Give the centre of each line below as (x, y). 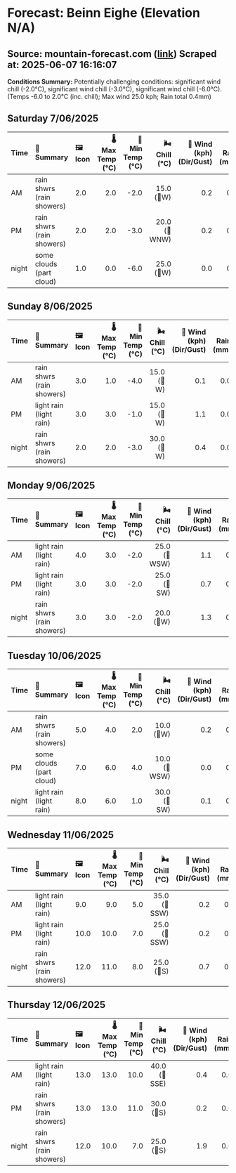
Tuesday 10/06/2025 (54, 656)
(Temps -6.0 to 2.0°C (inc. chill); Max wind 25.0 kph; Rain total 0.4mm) (110, 97)
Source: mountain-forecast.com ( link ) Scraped (112, 54)
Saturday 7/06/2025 (53, 118)
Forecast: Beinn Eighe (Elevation (104, 13)
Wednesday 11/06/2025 (61, 835)
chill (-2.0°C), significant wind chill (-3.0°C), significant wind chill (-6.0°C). (115, 89)
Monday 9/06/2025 (51, 486)
